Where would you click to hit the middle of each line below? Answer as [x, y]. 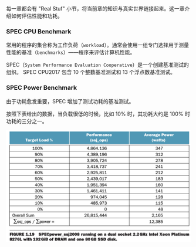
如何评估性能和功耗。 [37, 16]
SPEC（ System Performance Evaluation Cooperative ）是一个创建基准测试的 [98, 65]
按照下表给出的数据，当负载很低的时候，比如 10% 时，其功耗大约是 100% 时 [98, 114]
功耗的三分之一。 [27, 121]
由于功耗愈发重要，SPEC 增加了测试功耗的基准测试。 [70, 101]
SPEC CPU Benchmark [39, 31]
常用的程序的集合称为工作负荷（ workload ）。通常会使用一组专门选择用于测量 [98, 45]
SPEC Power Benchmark [42, 88]
